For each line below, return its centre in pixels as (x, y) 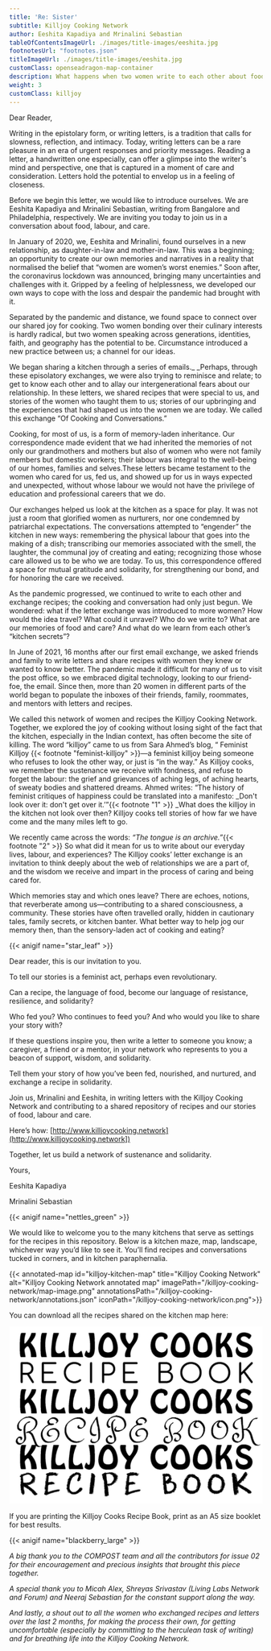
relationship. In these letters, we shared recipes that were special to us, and (134, 392)
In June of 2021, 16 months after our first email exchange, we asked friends (134, 652)
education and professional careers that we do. (87, 494)
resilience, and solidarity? (51, 1001)
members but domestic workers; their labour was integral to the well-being (133, 459)
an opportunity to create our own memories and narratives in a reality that (131, 259)
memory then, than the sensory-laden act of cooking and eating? (117, 930)
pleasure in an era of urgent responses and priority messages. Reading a (130, 150)
